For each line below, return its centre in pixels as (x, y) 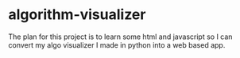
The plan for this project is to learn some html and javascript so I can (120, 37)
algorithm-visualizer (77, 15)
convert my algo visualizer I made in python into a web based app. (117, 44)
